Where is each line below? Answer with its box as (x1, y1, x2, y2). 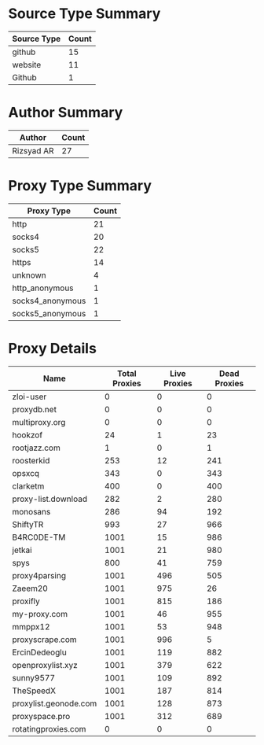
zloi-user (12, 391, 47, 402)
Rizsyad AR (12, 145, 54, 156)
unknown (12, 269, 46, 280)
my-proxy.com (12, 608, 68, 619)
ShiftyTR (12, 518, 44, 529)
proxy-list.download (12, 493, 88, 504)
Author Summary (8, 104, 123, 122)
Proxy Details (8, 340, 97, 357)
